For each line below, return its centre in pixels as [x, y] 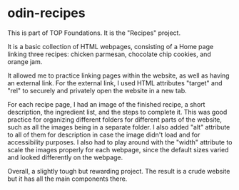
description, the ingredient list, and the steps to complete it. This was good [117, 112]
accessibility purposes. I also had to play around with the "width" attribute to [120, 142]
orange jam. [25, 61]
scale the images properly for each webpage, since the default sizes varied [118, 149]
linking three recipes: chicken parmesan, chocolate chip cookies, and [110, 54]
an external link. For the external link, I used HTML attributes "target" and [115, 83]
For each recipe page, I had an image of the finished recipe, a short [106, 104]
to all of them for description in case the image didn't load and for [104, 134]
